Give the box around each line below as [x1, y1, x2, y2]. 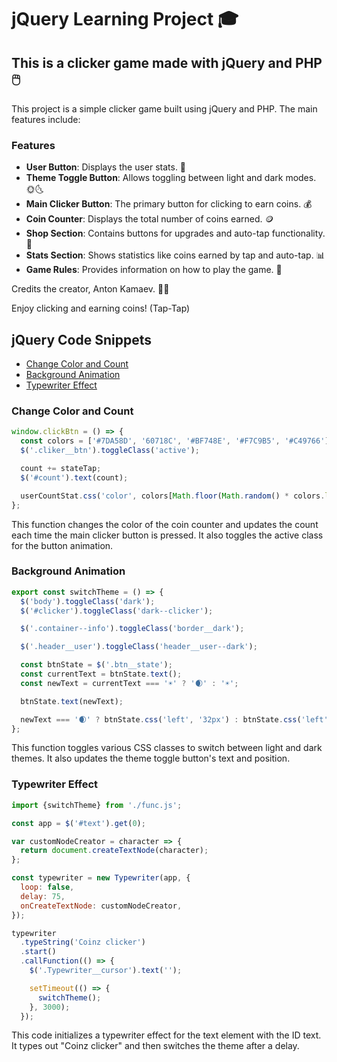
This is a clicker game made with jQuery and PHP [11, 54, 323, 71]
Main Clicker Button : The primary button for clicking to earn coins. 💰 [25, 198, 313, 210]
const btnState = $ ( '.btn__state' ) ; [20, 660, 173, 670]
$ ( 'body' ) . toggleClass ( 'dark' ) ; [20, 596, 156, 606]
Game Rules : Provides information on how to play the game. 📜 [25, 264, 283, 276]
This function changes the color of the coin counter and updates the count [11, 518, 319, 530]
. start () [20, 947, 57, 957]
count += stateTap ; [20, 464, 102, 474]
